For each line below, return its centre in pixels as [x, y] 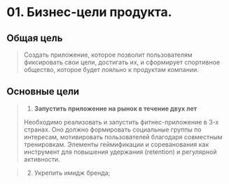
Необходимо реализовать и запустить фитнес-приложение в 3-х [121, 122]
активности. [42, 159]
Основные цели [43, 92]
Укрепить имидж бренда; [72, 173]
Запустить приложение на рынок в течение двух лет [116, 108]
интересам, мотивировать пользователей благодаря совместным [123, 136]
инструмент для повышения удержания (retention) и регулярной [120, 152]
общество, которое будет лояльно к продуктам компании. [111, 70]
